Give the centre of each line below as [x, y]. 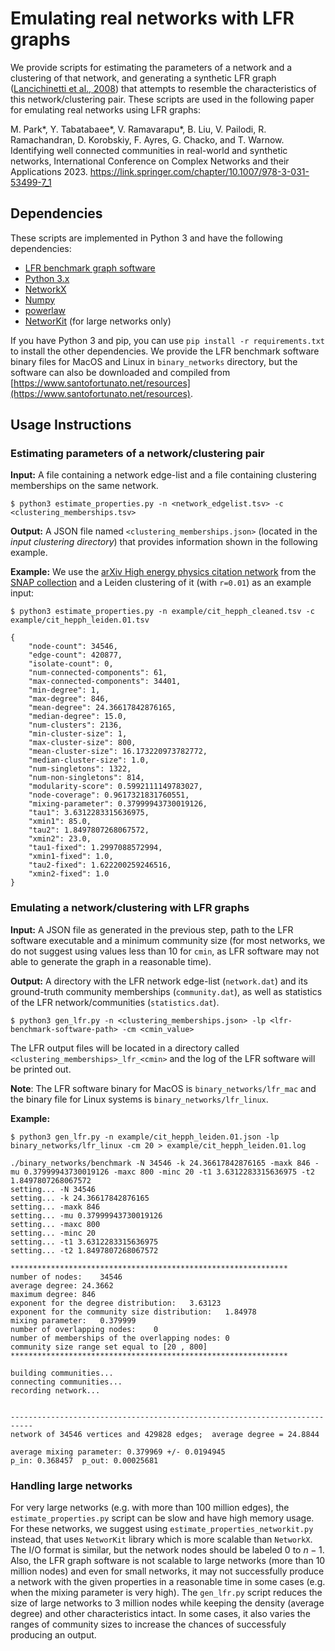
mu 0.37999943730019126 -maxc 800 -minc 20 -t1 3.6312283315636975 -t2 [162, 1172]
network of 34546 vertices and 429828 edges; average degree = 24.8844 [165, 1434]
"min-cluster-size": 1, [78, 734]
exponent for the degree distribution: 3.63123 [116, 1303]
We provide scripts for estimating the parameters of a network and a [151, 67]
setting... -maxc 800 [55, 1224]
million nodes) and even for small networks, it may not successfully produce [167, 1571]
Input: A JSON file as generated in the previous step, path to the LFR [152, 929]
